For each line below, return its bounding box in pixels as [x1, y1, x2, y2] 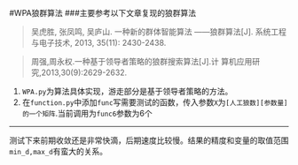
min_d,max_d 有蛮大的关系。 [9, 146, 108, 156]
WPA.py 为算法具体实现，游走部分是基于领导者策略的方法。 [21, 86, 233, 96]
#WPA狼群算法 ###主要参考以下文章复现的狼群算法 [9, 8, 197, 18]
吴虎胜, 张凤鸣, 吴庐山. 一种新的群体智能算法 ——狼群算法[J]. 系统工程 [30, 26, 286, 37]
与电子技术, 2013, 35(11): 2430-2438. [30, 38, 167, 48]
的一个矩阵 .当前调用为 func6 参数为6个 [21, 109, 153, 118]
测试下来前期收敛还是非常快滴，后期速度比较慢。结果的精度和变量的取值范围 [9, 135, 289, 146]
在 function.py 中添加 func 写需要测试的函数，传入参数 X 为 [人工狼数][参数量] [21, 97, 288, 108]
